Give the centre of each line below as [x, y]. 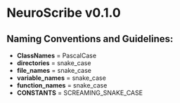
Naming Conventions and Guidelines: [90, 39]
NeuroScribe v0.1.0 [64, 13]
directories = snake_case [54, 63]
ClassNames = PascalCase [56, 55]
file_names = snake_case [54, 70]
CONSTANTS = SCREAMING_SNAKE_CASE [80, 93]
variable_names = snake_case [61, 78]
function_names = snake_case [62, 85]
